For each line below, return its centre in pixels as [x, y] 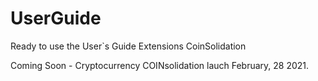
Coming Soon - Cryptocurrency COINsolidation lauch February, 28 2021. [160, 65]
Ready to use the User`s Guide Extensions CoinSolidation [128, 46]
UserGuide [56, 18]
